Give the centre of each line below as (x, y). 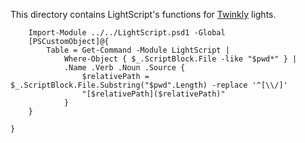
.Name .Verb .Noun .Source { (124, 68)
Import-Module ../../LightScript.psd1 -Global (127, 33)
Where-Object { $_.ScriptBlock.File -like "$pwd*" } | (180, 59)
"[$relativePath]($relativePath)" (153, 94)
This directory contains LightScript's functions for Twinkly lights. (143, 14)
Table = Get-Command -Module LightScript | (138, 50)
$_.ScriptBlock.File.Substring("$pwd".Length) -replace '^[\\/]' (149, 85)
